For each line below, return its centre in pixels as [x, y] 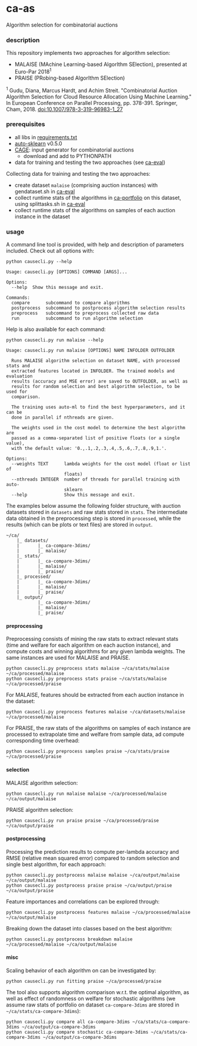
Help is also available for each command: [56, 330]
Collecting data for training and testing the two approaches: [79, 173]
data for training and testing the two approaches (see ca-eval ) [90, 162]
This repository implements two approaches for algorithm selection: [88, 53]
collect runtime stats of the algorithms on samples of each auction [95, 210]
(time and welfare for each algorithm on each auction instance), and [88, 645]
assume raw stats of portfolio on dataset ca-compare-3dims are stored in [93, 1005]
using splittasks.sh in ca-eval [50, 204]
